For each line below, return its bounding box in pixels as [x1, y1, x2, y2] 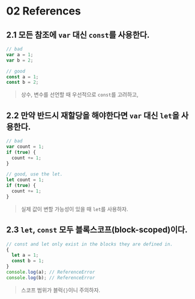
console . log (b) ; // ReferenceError [6, 274, 95, 281]
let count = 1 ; [6, 177, 44, 183]
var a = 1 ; [6, 51, 34, 58]
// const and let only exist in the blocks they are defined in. [6, 241, 173, 247]
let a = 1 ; [11, 252, 39, 259]
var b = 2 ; [6, 57, 34, 63]
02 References [6, 4, 81, 18]
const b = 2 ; [6, 80, 39, 86]
